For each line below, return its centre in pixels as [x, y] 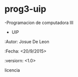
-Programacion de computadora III [39, 23]
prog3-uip [25, 9]
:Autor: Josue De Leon [27, 41]
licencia [12, 70]
